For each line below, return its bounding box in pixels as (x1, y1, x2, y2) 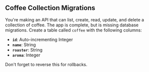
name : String (12, 41, 36, 48)
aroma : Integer (12, 52, 41, 58)
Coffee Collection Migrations (5, 4, 95, 12)
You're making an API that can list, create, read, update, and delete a (5, 17, 144, 22)
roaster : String (12, 47, 43, 53)
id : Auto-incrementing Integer (12, 36, 73, 42)
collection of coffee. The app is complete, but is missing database (5, 22, 139, 28)
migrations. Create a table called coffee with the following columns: (5, 27, 142, 33)
